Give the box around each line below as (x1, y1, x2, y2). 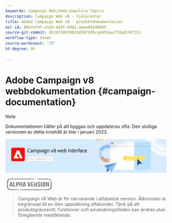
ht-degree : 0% (5, 46, 36, 51)
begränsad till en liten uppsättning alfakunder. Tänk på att (17, 201, 140, 207)
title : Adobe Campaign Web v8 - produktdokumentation (5, 19, 123, 24)
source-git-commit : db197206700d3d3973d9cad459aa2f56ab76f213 (5, 30, 141, 35)
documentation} (5, 96, 76, 108)
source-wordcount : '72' (5, 41, 56, 46)
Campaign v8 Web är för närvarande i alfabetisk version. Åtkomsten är (17, 195, 166, 201)
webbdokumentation (5, 85, 96, 97)
